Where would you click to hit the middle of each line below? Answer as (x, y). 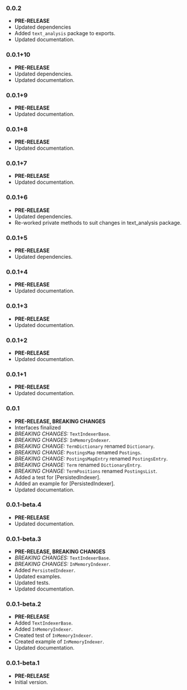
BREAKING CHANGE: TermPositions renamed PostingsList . (86, 471)
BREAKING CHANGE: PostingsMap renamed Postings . (78, 452)
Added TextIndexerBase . (43, 623)
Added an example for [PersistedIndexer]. (65, 483)
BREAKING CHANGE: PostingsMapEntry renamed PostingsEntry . (91, 458)
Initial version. (31, 682)
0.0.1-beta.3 (24, 538)
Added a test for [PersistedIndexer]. (57, 477)
